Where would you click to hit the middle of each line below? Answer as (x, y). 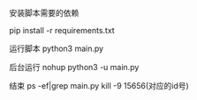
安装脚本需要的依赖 (44, 13)
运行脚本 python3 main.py (57, 48)
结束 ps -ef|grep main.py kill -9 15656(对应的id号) (99, 86)
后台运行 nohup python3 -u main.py (74, 67)
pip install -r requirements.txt (62, 30)
